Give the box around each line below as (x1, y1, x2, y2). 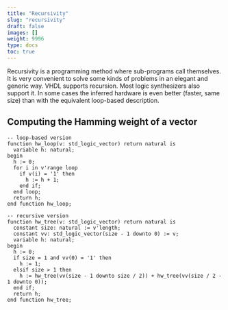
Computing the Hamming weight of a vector (7, 116, 198, 128)
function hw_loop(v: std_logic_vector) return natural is (7, 140, 176, 147)
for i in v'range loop (13, 164, 78, 171)
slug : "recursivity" (7, 16, 66, 23)
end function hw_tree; (7, 296, 72, 303)
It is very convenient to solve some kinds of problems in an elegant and (7, 74, 208, 82)
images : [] (7, 29, 38, 36)
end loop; (13, 188, 41, 195)
